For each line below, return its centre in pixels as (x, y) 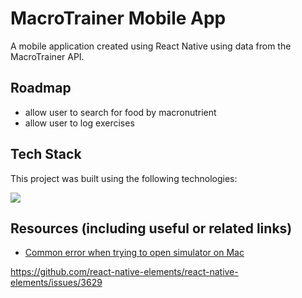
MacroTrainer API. (47, 56)
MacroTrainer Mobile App (118, 18)
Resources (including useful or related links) (151, 228)
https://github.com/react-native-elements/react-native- (124, 272)
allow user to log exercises (79, 123)
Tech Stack (46, 154)
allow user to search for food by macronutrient (120, 112)
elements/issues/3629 (56, 283)
